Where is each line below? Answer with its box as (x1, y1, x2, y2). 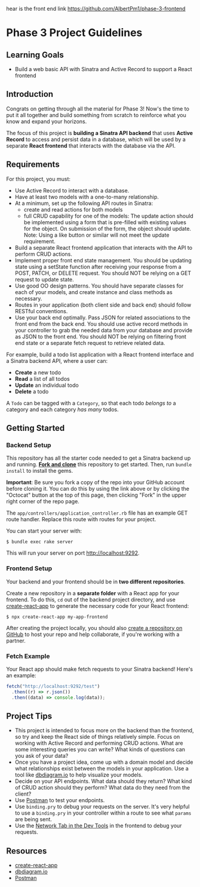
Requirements (6, 160, 60, 170)
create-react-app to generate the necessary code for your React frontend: (6, 602, 189, 609)
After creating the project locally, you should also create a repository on (6, 624, 183, 631)
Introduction (6, 89, 54, 99)
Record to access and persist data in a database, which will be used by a (6, 136, 186, 143)
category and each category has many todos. (6, 406, 119, 413)
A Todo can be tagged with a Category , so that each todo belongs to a (6, 399, 176, 406)
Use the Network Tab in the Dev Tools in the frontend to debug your (14, 822, 182, 830)
